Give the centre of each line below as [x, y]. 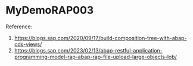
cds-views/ [28, 44]
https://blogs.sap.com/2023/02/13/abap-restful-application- [88, 50]
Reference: [19, 27]
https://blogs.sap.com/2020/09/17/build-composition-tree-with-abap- [100, 38]
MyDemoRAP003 [50, 10]
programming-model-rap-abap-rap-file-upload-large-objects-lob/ [95, 57]
